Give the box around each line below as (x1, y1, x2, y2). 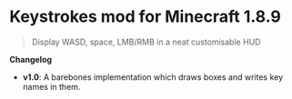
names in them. (22, 81, 81, 92)
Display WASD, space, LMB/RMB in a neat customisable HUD (31, 36, 261, 47)
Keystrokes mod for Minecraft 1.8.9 (9, 6, 282, 27)
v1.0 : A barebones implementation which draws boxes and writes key (22, 71, 284, 83)
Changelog (9, 54, 53, 64)
